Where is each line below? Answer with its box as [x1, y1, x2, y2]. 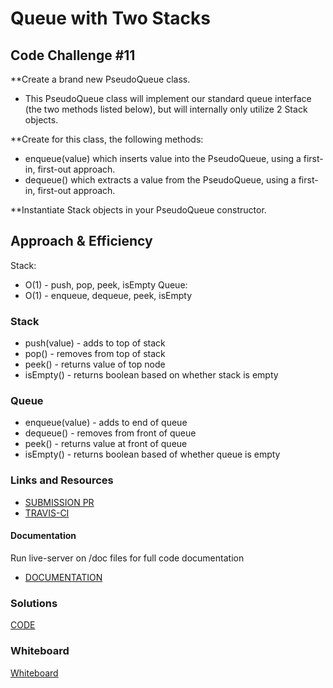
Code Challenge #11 [10, 47, 136, 64]
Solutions [10, 596, 58, 610]
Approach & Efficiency [10, 233, 153, 250]
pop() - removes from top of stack [24, 348, 166, 360]
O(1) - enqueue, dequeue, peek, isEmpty [24, 289, 193, 301]
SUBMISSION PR [24, 496, 95, 508]
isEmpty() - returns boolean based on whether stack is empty [24, 369, 279, 381]
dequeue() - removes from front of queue [24, 427, 197, 439]
